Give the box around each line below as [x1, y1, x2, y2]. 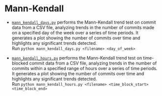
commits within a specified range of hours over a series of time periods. [11, 65, 158, 71]
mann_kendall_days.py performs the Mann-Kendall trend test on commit [11, 19, 156, 25]
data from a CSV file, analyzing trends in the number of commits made [11, 24, 155, 30]
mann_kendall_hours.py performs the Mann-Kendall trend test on [11, 55, 142, 61]
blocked [11, 60, 28, 66]
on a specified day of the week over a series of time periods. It [11, 30, 138, 35]
